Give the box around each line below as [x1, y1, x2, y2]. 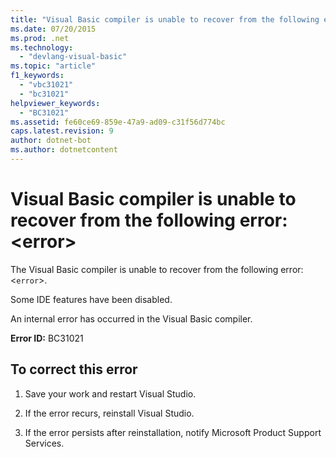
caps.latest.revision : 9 [10, 126, 114, 136]
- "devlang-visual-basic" [19, 52, 128, 62]
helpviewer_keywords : [10, 98, 101, 108]
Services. [24, 437, 65, 449]
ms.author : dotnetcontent [10, 145, 118, 155]
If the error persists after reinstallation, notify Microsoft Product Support [24, 426, 322, 438]
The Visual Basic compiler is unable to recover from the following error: [10, 263, 304, 275]
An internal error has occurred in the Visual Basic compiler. [10, 312, 253, 325]
